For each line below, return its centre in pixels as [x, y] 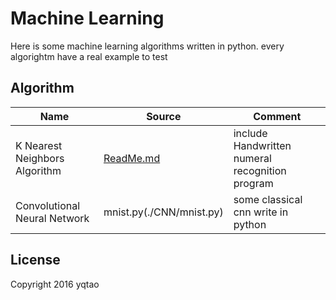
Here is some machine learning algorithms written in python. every [147, 46]
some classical [268, 199]
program [253, 183]
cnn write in [261, 212]
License [35, 260]
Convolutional [48, 205]
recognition [260, 170]
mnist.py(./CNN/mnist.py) [163, 212]
